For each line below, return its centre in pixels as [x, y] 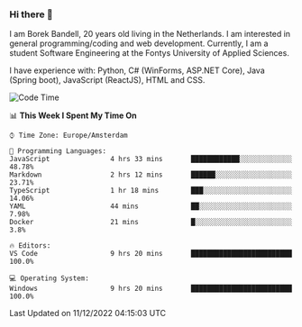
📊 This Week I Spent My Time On [73, 115]
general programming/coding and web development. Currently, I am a [139, 43]
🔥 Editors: [30, 246]
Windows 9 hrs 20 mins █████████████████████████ [151, 289]
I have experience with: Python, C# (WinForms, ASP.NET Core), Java [137, 70]
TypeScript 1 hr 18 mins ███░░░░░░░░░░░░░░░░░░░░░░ [151, 191]
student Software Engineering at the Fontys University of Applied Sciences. [150, 53]
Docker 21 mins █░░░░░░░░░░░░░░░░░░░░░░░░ [151, 223]
